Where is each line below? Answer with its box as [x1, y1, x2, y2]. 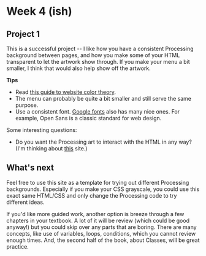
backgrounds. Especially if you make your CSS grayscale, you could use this [6, 185, 200, 193]
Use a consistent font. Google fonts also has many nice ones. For [15, 108, 180, 115]
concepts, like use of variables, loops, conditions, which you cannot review [6, 230, 196, 237]
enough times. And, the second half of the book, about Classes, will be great [6, 236, 200, 244]
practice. [6, 242, 29, 250]
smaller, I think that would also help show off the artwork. [6, 64, 151, 72]
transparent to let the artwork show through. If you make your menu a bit [6, 58, 190, 65]
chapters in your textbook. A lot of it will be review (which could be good [6, 217, 190, 224]
